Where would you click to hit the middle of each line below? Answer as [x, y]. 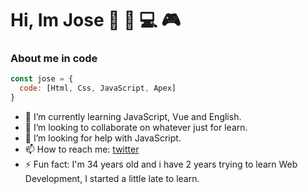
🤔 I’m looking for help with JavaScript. [103, 138]
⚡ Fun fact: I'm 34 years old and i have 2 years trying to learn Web [161, 164]
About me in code [54, 59]
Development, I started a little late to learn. [112, 179]
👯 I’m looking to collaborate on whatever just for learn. [136, 128]
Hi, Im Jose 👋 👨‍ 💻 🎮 [96, 20]
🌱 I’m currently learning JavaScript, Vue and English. [133, 117]
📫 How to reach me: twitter [82, 149]
